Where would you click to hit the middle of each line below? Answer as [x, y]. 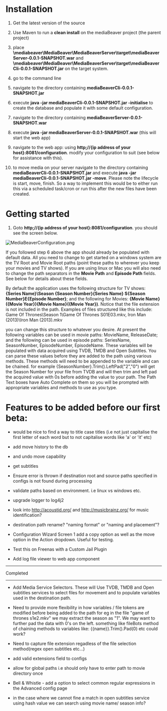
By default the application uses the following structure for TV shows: [76, 288]
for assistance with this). [38, 158]
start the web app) [32, 138]
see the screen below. [35, 233]
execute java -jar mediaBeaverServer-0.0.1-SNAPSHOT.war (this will [84, 132]
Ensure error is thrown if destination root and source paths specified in [85, 476]
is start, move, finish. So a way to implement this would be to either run [85, 183]
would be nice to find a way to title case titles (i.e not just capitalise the [85, 432]
